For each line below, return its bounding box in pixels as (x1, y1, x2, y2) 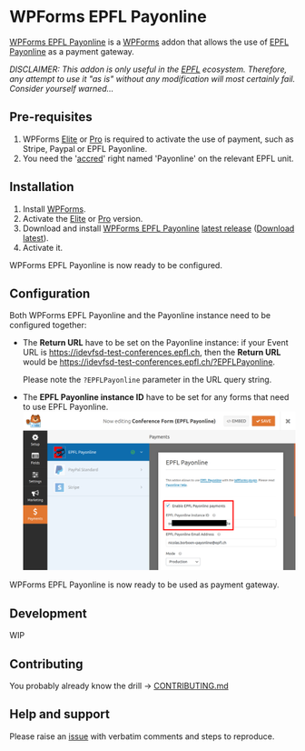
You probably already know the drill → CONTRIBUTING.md (9, 680, 229, 692)
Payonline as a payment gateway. (9, 45, 134, 56)
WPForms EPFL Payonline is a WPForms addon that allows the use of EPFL (9, 36, 290, 47)
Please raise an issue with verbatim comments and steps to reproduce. (9, 730, 275, 742)
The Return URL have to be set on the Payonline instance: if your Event (22, 337, 289, 348)
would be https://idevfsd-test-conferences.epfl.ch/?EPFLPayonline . (22, 356, 275, 367)
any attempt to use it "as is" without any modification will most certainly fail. (9, 73, 296, 84)
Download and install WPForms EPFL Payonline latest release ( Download (22, 223, 295, 234)
